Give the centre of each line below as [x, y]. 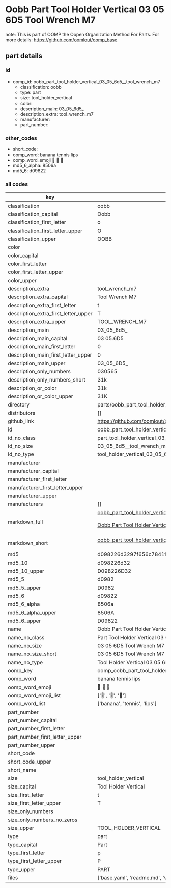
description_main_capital [38, 339]
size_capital [22, 786]
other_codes [21, 138]
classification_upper [32, 239]
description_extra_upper [37, 322]
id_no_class [22, 438]
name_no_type [25, 663]
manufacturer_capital [33, 471]
